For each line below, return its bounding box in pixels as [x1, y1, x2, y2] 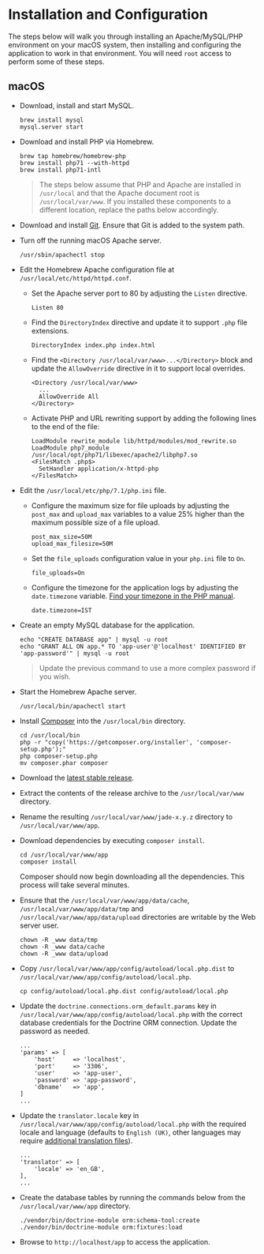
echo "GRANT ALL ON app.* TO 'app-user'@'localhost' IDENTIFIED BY [19, 642, 246, 650]
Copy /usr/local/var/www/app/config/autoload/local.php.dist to [19, 963, 235, 973]
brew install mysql [19, 116, 84, 124]
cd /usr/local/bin [19, 731, 80, 740]
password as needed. [19, 1026, 91, 1036]
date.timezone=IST [31, 606, 92, 614]
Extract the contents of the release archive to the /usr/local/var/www [19, 788, 244, 797]
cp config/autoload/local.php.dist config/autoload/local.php [19, 987, 229, 995]
